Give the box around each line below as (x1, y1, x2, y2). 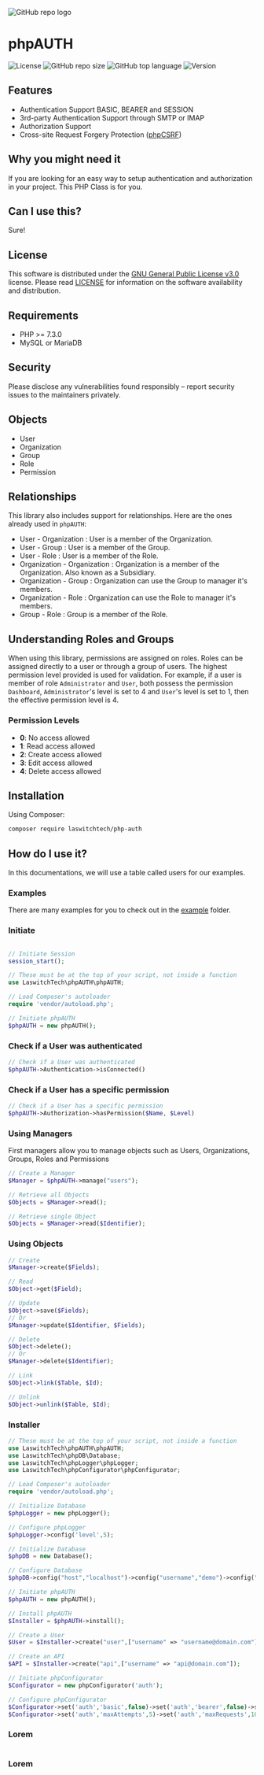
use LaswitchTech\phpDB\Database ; (8, 1451, 122, 1459)
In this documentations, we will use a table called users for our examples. (8, 868, 246, 878)
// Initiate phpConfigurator (8, 1674, 104, 1682)
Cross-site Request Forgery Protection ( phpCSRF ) (19, 130, 182, 139)
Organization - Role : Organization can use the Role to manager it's (19, 593, 236, 602)
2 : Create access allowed (19, 749, 102, 759)
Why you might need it (8, 153, 121, 166)
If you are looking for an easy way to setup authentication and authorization (8, 173, 253, 183)
